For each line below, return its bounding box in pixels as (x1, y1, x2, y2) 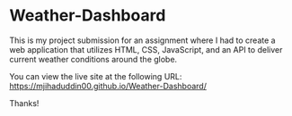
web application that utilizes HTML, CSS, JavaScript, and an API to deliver (9, 44, 283, 54)
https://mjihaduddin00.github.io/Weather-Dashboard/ (9, 80, 207, 91)
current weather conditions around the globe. (9, 54, 178, 64)
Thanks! (9, 97, 40, 108)
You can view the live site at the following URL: (9, 70, 182, 81)
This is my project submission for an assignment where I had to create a (9, 35, 276, 46)
